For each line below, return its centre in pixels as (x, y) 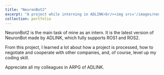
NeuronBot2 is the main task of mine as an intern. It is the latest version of (79, 33)
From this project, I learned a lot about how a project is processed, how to (79, 48)
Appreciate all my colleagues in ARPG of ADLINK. (55, 67)
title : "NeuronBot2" (26, 10)
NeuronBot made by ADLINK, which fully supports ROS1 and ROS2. (72, 38)
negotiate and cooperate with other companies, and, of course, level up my (81, 52)
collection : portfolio (28, 19)
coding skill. (17, 58)
